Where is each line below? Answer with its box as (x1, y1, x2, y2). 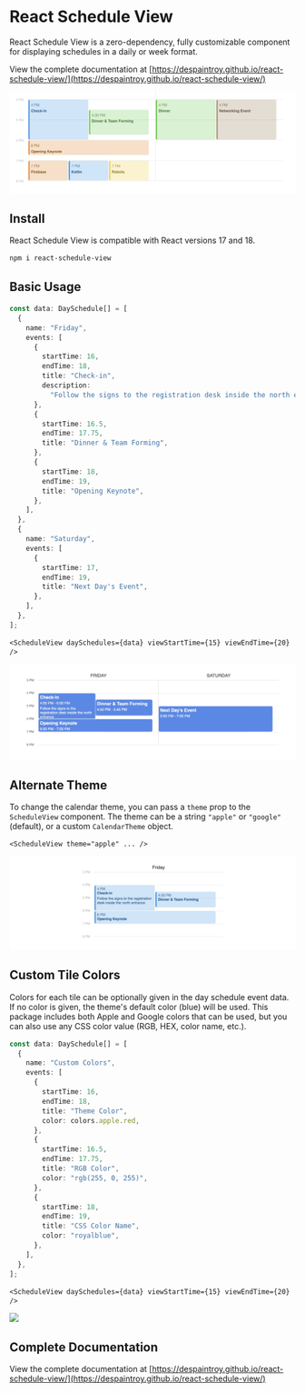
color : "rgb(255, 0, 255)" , (42, 1173, 148, 1183)
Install (9, 211, 45, 226)
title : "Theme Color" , (42, 1107, 128, 1116)
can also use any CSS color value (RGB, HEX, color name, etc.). (9, 1020, 247, 1031)
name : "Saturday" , (25, 535, 95, 544)
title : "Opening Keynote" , (42, 486, 144, 496)
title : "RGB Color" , (42, 1164, 120, 1174)
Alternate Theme (9, 777, 107, 793)
